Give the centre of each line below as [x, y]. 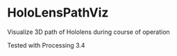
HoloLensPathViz [58, 13]
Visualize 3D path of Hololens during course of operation [88, 32]
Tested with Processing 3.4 [46, 45]
